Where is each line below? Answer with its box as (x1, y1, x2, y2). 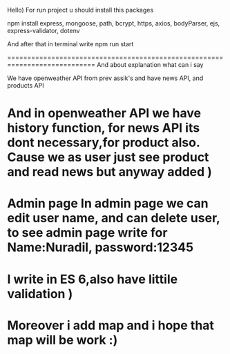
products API (7, 81, 44, 89)
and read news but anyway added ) (7, 164, 213, 180)
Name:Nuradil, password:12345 (7, 239, 194, 255)
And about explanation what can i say (96, 61, 204, 68)
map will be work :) (7, 332, 118, 348)
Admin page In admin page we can (7, 196, 209, 211)
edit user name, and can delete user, (7, 210, 220, 226)
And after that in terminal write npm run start (7, 40, 134, 48)
